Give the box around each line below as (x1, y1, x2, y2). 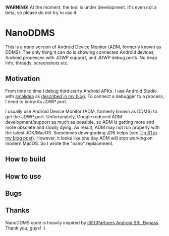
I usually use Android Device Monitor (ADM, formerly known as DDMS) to (5, 108, 157, 114)
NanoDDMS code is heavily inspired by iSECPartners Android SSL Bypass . (5, 219, 160, 225)
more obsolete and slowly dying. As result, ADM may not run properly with (5, 124, 160, 130)
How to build (5, 155, 46, 164)
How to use (5, 172, 41, 181)
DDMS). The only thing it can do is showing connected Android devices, (5, 49, 155, 55)
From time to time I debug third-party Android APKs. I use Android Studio (5, 88, 157, 94)
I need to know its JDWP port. (5, 98, 68, 105)
